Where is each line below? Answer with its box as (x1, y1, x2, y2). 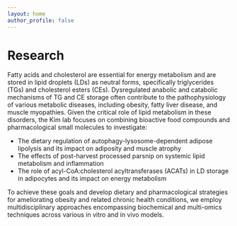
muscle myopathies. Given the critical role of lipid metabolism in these (7, 108, 212, 117)
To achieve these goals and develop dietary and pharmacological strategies (7, 188, 229, 196)
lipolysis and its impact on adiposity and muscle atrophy (17, 144, 182, 153)
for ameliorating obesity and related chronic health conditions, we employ (7, 196, 222, 204)
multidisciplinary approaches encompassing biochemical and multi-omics (7, 203, 222, 212)
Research (7, 47, 65, 64)
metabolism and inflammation (17, 160, 104, 168)
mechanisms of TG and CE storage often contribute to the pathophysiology (7, 93, 226, 102)
